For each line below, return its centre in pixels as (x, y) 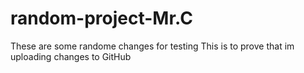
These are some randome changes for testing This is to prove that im (152, 46)
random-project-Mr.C (101, 18)
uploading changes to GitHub (71, 56)
